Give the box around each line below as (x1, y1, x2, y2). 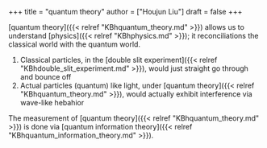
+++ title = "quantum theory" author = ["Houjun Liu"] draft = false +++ (8, 7, 243, 16)
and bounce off (19, 72, 72, 81)
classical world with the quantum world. (8, 39, 141, 49)
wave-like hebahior (19, 98, 85, 107)
